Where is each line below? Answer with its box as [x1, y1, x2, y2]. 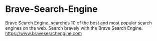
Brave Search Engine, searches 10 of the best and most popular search [5, 20, 152, 26]
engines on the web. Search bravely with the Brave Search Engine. [5, 25, 143, 31]
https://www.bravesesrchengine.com [5, 30, 82, 36]
